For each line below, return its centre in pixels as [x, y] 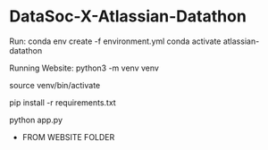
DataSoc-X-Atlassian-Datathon [128, 17]
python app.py [36, 120]
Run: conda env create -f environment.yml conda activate [115, 41]
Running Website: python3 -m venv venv [84, 68]
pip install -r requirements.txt [63, 102]
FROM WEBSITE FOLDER [68, 137]
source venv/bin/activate [55, 85]
